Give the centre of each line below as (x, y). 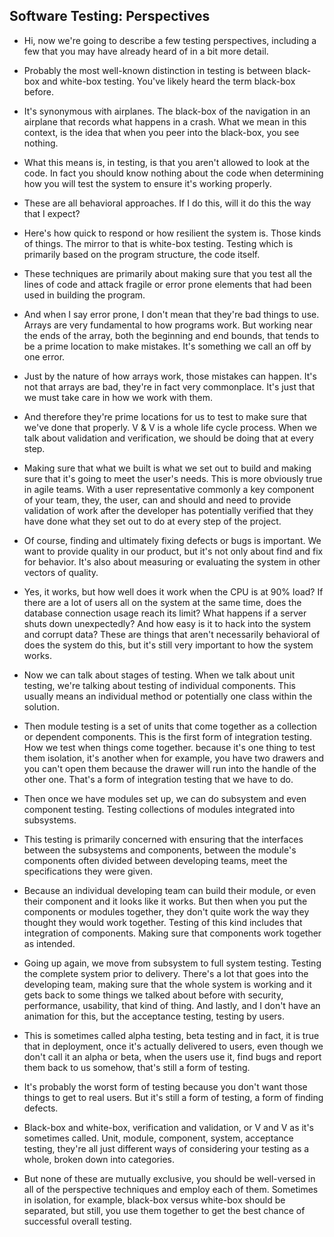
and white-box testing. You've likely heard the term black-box (169, 81)
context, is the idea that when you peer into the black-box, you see (161, 132)
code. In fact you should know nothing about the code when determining (173, 173)
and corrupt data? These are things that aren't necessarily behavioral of (172, 634)
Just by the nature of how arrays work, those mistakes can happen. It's (170, 376)
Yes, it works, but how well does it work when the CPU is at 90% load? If (173, 591)
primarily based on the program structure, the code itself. (142, 254)
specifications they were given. (88, 871)
